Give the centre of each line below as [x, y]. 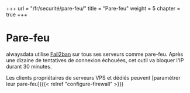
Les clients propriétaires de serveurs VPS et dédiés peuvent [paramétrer [93, 77]
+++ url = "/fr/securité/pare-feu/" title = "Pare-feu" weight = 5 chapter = [93, 8]
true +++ [17, 15]
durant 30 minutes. [29, 66]
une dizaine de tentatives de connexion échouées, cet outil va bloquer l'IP [95, 60]
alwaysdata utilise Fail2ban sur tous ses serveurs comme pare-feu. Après [95, 54]
